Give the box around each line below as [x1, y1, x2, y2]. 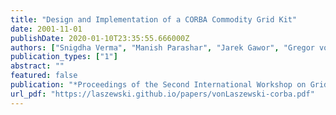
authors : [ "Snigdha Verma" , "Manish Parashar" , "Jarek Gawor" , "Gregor [10, 42, 315, 53]
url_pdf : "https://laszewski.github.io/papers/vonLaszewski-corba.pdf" [10, 89, 315, 99]
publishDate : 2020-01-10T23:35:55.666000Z [10, 33, 190, 43]
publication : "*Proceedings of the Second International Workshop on [10, 80, 307, 90]
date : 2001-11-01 [10, 24, 83, 34]
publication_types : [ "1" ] [10, 52, 118, 62]
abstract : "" [10, 61, 65, 71]
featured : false [10, 71, 78, 81]
